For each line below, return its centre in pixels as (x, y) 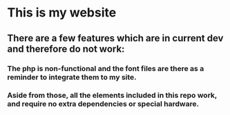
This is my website (62, 13)
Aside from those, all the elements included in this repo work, (112, 96)
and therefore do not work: (66, 49)
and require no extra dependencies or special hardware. (103, 104)
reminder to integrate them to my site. (72, 77)
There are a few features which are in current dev (115, 38)
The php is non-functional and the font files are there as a (106, 68)
